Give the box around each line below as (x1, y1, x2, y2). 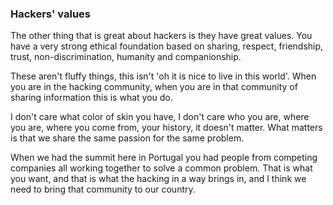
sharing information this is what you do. (10, 92, 173, 104)
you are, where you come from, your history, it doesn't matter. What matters (10, 122, 323, 134)
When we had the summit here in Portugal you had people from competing (10, 152, 318, 164)
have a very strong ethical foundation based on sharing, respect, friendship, (10, 40, 324, 52)
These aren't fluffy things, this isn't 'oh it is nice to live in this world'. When (10, 70, 317, 82)
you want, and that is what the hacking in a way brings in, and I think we (10, 173, 307, 185)
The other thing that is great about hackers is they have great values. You (10, 30, 313, 42)
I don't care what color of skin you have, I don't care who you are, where (10, 111, 310, 123)
